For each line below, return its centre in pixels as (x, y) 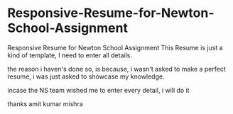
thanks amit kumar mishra (45, 103)
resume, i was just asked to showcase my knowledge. (86, 76)
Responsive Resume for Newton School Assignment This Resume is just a (115, 47)
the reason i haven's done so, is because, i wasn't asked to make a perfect (116, 69)
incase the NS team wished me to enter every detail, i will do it (98, 90)
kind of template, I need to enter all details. (70, 55)
